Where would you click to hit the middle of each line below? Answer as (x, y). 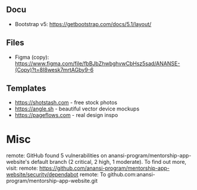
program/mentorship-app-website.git (52, 181)
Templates (26, 88)
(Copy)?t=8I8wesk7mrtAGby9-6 (54, 69)
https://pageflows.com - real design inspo (66, 115)
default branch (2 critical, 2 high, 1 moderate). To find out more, (108, 162)
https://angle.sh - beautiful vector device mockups (77, 109)
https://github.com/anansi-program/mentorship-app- (104, 168)
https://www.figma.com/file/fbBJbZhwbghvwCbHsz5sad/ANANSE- (97, 63)
